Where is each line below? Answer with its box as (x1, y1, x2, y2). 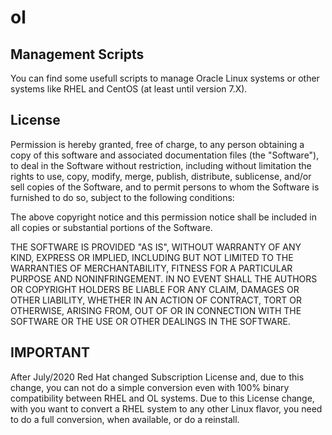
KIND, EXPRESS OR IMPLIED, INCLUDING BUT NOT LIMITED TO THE (10, 251, 294, 263)
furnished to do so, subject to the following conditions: (10, 191, 235, 203)
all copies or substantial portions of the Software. (10, 221, 213, 233)
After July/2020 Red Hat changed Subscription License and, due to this (10, 371, 305, 383)
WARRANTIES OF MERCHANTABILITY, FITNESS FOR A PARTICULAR (10, 262, 293, 274)
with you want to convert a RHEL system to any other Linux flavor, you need (10, 402, 323, 415)
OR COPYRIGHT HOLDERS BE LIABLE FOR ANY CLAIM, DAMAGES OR (10, 283, 300, 295)
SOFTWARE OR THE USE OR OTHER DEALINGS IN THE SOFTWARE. (10, 315, 291, 327)
